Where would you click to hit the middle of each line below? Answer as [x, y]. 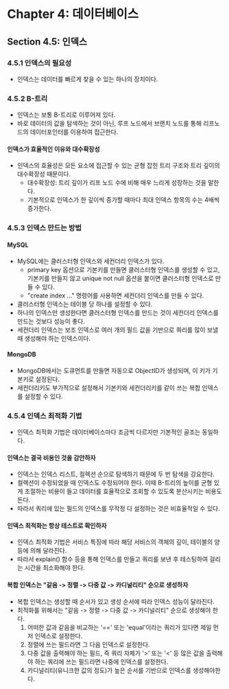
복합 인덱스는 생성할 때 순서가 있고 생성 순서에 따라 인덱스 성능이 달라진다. [116, 601]
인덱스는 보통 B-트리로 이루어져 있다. [66, 115]
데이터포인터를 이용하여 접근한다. [74, 132]
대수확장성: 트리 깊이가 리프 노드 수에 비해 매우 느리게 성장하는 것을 [117, 183]
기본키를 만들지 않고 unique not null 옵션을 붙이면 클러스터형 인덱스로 [120, 278]
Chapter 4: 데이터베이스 [73, 14]
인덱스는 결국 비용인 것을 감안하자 [51, 458]
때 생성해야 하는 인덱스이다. [54, 338]
